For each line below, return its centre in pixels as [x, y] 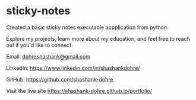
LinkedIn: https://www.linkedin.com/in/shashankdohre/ [73, 68]
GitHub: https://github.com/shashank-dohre [60, 79]
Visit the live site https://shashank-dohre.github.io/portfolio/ [79, 91]
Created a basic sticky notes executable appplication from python [87, 27]
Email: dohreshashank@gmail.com [48, 56]
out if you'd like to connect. [39, 45]
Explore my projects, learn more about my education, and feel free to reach [98, 38]
